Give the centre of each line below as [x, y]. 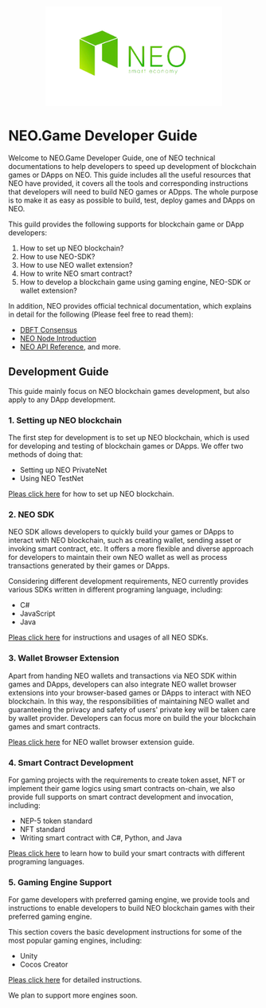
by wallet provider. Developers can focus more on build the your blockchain [132, 718]
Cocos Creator [44, 965]
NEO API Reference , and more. [70, 346]
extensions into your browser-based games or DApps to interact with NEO [130, 692]
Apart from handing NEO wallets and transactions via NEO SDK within [123, 675]
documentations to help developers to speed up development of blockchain [133, 166]
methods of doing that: [46, 455]
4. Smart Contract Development [71, 762]
